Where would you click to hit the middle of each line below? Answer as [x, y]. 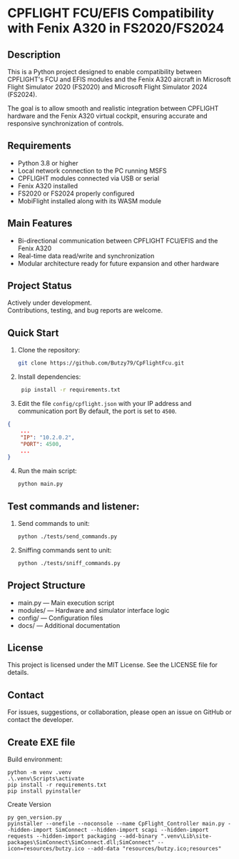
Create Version [29, 804]
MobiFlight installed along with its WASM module [90, 200]
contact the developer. [40, 720]
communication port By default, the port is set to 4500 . [97, 411]
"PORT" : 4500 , [41, 444]
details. [18, 673]
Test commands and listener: [73, 506]
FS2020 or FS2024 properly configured [76, 193]
